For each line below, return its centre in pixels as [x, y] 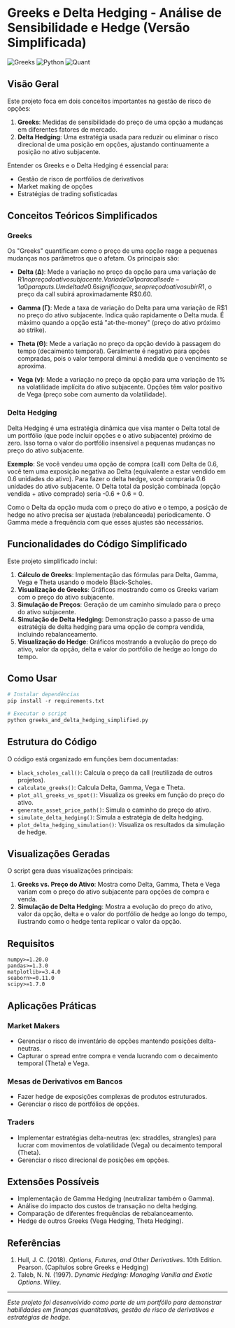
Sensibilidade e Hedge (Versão [99, 28]
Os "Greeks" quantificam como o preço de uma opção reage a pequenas [113, 251]
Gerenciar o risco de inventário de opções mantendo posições [107, 1041]
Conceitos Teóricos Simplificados [83, 216]
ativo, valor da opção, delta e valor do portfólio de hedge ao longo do [117, 649]
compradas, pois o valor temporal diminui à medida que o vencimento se [122, 359]
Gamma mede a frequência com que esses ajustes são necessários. [106, 522]
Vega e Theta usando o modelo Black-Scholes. [85, 582]
